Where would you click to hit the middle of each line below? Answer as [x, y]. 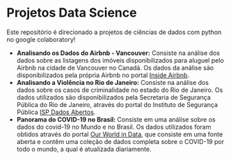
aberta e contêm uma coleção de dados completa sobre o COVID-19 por [120, 141]
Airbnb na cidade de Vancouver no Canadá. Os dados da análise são [115, 67]
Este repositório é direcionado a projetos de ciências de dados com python [114, 32]
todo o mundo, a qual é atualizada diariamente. [84, 149]
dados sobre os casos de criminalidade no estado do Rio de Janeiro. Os [120, 90]
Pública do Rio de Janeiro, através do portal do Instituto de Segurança [117, 104]
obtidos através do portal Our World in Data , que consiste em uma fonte [120, 134]
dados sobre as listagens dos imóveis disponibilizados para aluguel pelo [120, 60]
